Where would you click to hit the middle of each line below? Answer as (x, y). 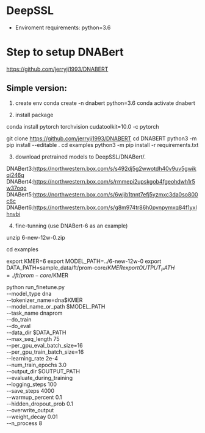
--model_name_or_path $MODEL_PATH (56, 307)
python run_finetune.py (36, 287)
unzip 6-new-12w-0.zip (36, 237)
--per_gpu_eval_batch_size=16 (45, 346)
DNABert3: (20, 168)
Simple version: (37, 88)
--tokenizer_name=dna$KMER (45, 300)
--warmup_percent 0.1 (34, 398)
